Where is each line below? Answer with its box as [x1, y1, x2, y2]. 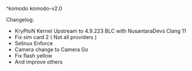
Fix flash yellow [14, 52, 53, 59]
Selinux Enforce [14, 40, 53, 47]
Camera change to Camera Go [14, 46, 89, 53]
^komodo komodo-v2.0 [6, 5, 63, 12]
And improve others [14, 58, 63, 65]
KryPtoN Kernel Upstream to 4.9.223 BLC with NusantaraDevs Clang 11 [14, 27, 187, 34]
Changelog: [6, 16, 34, 23]
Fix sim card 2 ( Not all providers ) [14, 34, 97, 40]
